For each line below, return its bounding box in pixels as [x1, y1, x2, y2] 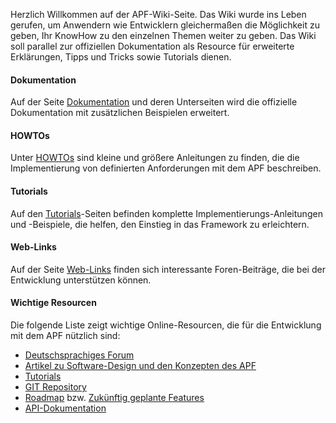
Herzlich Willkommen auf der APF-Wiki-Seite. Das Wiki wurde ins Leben [10, 9, 307, 20]
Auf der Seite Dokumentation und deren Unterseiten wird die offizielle [10, 96, 298, 108]
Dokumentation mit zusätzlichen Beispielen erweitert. [10, 107, 230, 119]
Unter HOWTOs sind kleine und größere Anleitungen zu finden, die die [10, 152, 300, 164]
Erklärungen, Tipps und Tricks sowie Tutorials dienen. [10, 51, 232, 63]
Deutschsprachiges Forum [24, 349, 135, 361]
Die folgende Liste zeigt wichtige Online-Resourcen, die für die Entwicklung [10, 319, 322, 331]
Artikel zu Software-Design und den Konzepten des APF [24, 360, 257, 372]
